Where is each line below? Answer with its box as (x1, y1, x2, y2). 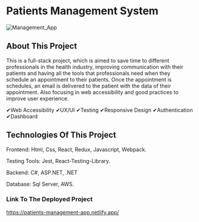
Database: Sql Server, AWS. (6, 180, 74, 187)
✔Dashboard (6, 112, 38, 120)
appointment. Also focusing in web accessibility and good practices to (6, 88, 179, 96)
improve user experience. (6, 95, 69, 102)
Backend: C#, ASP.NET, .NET (6, 168, 78, 176)
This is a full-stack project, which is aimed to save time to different (6, 57, 170, 64)
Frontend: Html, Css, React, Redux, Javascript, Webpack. (6, 146, 147, 153)
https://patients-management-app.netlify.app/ (6, 208, 119, 215)
